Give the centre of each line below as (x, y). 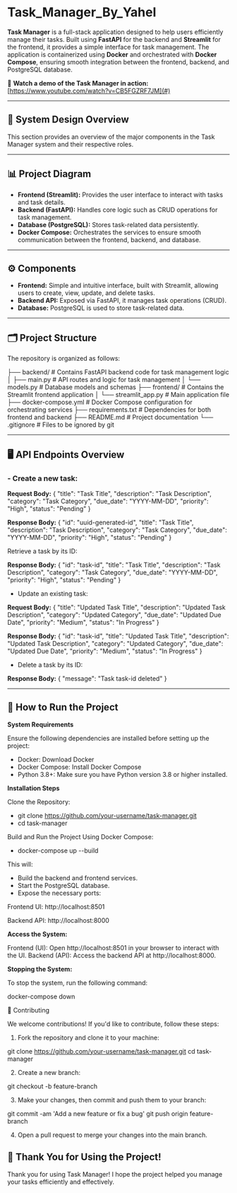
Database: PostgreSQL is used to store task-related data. (101, 308)
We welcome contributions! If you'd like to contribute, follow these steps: (113, 1024)
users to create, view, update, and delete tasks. (86, 293)
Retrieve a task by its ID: (42, 551)
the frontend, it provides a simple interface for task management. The (108, 47)
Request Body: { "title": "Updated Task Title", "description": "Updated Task (116, 607)
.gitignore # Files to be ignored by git (61, 425)
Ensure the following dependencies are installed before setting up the (108, 738)
